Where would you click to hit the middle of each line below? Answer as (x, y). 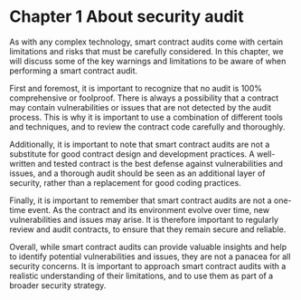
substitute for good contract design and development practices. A (132, 154)
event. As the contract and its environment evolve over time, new (148, 209)
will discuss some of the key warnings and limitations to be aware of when (148, 61)
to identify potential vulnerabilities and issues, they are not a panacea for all (150, 256)
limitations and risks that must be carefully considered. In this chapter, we (146, 51)
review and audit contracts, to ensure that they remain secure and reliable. (148, 229)
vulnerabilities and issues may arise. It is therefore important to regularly (144, 219)
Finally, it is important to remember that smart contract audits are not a (141, 200)
